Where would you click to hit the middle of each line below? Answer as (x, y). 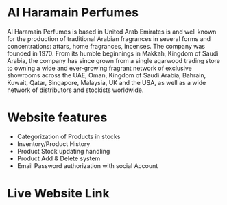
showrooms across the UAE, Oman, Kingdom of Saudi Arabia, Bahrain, (107, 75)
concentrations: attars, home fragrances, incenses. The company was (106, 46)
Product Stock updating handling (63, 151)
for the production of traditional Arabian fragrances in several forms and (109, 38)
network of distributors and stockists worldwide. (75, 90)
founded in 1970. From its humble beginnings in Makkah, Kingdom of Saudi (113, 53)
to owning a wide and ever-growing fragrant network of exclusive (99, 68)
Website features (57, 118)
